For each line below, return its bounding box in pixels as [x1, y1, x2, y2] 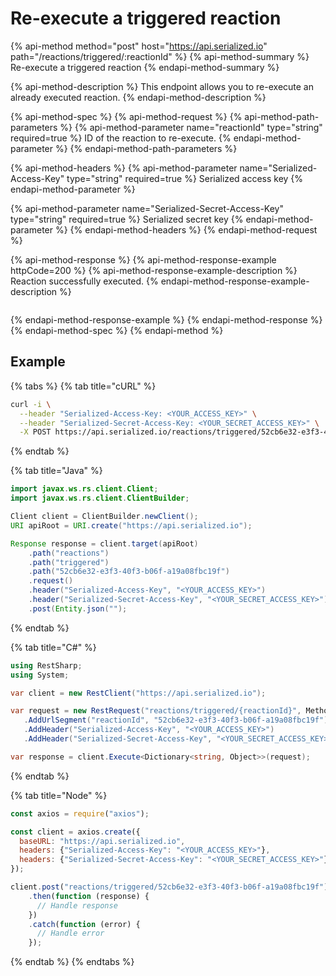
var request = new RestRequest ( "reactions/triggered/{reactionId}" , [10, 706, 302, 716]
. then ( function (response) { [28, 891, 150, 901]
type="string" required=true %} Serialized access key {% [66, 172, 304, 184]
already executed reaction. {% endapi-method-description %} [10, 91, 267, 103]
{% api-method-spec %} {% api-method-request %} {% [10, 110, 243, 122]
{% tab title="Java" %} [10, 465, 103, 477]
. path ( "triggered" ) [28, 557, 110, 567]
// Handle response [36, 900, 118, 911]
